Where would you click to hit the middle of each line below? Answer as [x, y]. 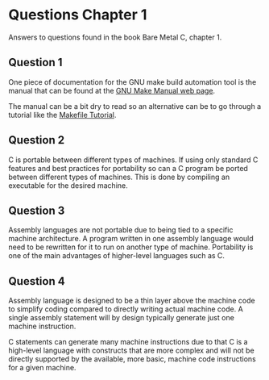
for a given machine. [42, 368]
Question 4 [37, 281]
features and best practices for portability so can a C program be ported [128, 168]
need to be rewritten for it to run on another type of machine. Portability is [131, 247]
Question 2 [37, 140]
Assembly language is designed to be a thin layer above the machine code [132, 301]
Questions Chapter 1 [78, 15]
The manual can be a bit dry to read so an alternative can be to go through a [135, 106]
